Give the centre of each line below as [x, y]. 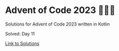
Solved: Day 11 [20, 33]
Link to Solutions [22, 43]
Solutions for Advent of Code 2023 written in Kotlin [58, 24]
